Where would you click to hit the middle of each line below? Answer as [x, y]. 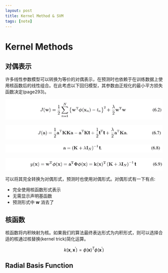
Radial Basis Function [39, 266]
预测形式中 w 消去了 [33, 202]
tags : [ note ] [19, 21]
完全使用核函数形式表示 [36, 190]
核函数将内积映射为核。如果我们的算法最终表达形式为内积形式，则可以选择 [82, 233]
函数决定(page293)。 [27, 92]
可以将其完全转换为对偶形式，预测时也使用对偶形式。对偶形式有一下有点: [80, 179]
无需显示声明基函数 [32, 196]
